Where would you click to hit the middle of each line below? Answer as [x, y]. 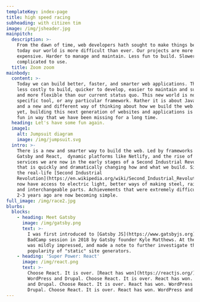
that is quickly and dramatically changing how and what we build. [102, 167]
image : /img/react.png [50, 262]
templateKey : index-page [37, 12]
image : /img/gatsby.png [51, 223]
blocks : [21, 212]
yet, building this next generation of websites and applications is [105, 112]
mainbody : [18, 73]
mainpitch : [20, 34]
